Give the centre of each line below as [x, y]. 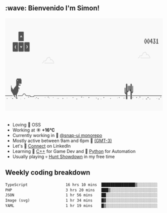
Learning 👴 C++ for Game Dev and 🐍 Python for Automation [74, 151]
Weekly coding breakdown [48, 173]
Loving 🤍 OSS [26, 124]
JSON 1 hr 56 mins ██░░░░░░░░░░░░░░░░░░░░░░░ [81, 195]
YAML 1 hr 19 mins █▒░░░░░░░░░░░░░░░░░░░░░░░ [81, 206]
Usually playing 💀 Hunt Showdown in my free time [63, 156]
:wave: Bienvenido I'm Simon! [52, 8]
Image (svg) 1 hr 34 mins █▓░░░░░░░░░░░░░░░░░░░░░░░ [81, 200]
